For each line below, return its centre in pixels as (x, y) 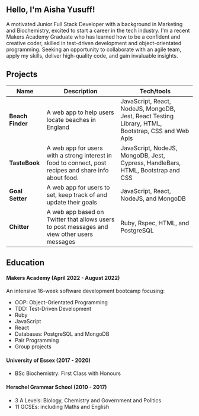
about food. (62, 178)
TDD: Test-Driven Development (53, 309)
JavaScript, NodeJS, (149, 148)
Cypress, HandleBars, (151, 163)
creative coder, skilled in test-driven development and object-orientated (94, 43)
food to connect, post (76, 163)
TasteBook (25, 163)
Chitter (19, 226)
